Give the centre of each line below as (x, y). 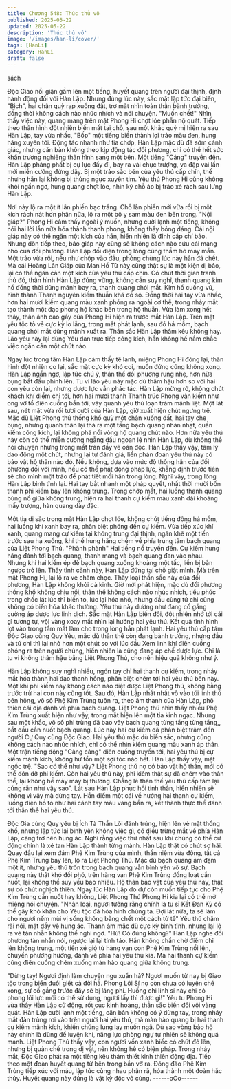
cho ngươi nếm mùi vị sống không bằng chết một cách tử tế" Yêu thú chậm (113, 918)
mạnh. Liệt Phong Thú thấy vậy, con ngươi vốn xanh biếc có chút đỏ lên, (109, 1042)
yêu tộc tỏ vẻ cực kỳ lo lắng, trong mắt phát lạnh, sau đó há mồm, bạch (108, 324)
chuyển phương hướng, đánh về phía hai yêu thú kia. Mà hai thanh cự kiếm (112, 955)
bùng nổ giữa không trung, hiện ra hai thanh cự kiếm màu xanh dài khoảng (112, 498)
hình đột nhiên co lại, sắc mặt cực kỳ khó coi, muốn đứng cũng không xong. (114, 366)
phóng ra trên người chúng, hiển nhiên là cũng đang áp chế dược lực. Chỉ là (114, 651)
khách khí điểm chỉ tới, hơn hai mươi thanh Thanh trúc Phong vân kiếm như (113, 396)
